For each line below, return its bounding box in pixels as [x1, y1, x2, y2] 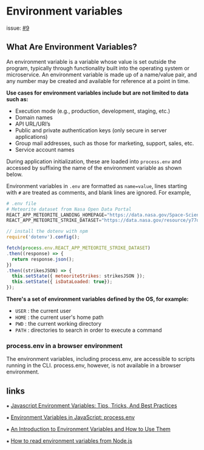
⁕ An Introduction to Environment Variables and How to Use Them [6, 426, 171, 433]
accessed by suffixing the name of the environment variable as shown [6, 164, 182, 171]
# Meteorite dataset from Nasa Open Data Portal [6, 206, 132, 212]
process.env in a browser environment [6, 341, 123, 350]
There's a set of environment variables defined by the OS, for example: [6, 295, 189, 303]
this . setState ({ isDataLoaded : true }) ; [12, 279, 113, 285]
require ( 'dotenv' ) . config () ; [6, 234, 80, 240]
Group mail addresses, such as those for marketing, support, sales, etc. [15, 139, 194, 147]
